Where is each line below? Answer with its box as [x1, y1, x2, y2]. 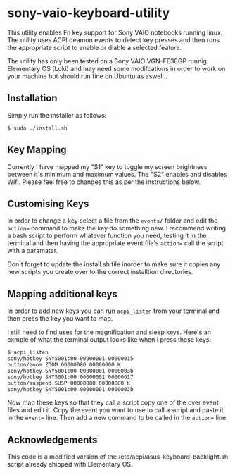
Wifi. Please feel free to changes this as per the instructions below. [7, 178, 201, 186]
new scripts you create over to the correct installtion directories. [7, 268, 193, 276]
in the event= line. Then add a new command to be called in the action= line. [7, 414, 228, 422]
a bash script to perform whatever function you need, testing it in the [7, 231, 207, 240]
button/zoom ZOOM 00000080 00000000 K [7, 362, 121, 369]
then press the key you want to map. [7, 314, 113, 323]
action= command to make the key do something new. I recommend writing [7, 224, 227, 233]
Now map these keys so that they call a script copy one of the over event [7, 398, 220, 407]
